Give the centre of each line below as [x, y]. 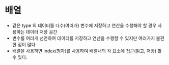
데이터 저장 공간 [41, 31]
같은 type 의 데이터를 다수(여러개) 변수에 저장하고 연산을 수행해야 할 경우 [84, 25]
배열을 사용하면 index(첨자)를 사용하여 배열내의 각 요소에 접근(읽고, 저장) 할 [87, 51]
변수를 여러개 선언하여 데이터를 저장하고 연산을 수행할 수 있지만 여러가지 [83, 38]
